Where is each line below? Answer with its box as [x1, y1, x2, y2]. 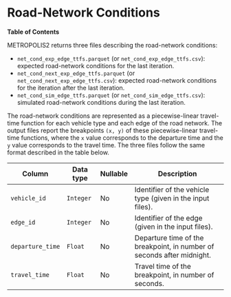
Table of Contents [7, 28, 60, 36]
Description [157, 169, 197, 178]
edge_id [10, 218, 36, 226]
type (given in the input [134, 193, 210, 203]
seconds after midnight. [134, 250, 211, 260]
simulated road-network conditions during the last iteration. [16, 98, 186, 106]
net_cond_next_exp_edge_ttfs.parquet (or [16, 69, 135, 77]
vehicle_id [10, 194, 46, 202]
